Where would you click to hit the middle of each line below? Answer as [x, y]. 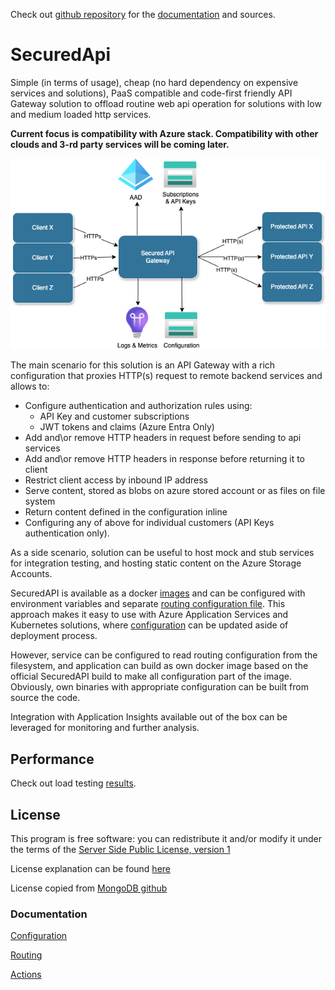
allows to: [30, 386]
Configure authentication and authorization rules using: [138, 406]
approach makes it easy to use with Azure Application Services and [149, 615]
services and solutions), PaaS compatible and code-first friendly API [151, 93]
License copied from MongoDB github [89, 888]
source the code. [45, 698]
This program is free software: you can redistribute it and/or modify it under [166, 839]
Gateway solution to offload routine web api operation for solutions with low [166, 103]
